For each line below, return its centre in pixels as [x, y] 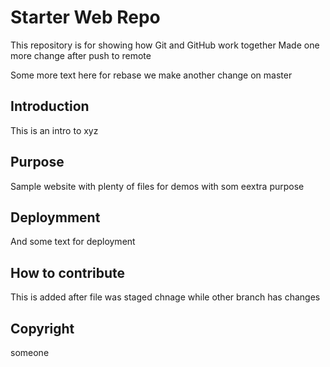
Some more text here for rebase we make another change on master [151, 75]
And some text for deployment [73, 242]
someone [30, 352]
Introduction [50, 106]
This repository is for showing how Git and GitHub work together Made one [165, 45]
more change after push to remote [81, 55]
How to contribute [68, 272]
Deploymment [55, 217]
